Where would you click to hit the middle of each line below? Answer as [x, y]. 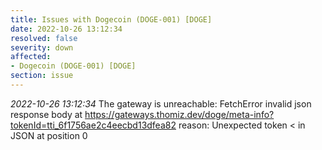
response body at [46, 114]
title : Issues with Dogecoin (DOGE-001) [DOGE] [111, 19]
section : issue [42, 76]
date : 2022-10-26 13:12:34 [66, 29]
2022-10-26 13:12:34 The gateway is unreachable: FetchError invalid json [161, 103]
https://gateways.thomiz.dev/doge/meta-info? [179, 114]
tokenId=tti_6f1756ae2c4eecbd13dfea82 [93, 125]
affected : [31, 57]
